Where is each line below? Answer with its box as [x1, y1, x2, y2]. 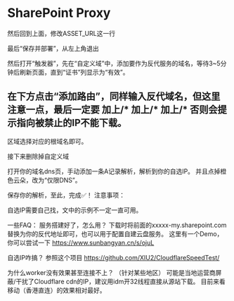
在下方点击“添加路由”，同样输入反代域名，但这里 [7, 90, 221, 103]
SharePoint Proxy [7, 5, 111, 21]
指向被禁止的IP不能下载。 [16, 117, 127, 129]
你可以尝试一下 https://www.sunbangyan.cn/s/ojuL [7, 238, 155, 247]
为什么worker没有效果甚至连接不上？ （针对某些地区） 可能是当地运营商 [7, 268, 216, 276]
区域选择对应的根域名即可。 [7, 137, 88, 145]
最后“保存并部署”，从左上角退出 [7, 44, 100, 52]
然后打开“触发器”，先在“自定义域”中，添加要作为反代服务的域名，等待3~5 [7, 59, 221, 68]
